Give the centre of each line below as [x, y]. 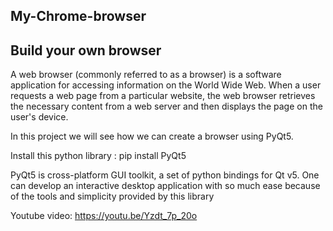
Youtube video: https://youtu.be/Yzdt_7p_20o [104, 216]
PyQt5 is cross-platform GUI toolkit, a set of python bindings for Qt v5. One [165, 175]
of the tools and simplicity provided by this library [112, 196]
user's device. [39, 117]
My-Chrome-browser [78, 16]
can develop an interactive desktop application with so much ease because [165, 186]
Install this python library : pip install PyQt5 [98, 156]
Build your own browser [86, 50]
